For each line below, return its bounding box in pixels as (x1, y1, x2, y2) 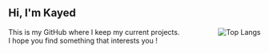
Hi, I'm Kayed (8, 6, 76, 20)
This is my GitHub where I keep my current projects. (8, 27, 180, 36)
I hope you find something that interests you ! (8, 36, 158, 45)
